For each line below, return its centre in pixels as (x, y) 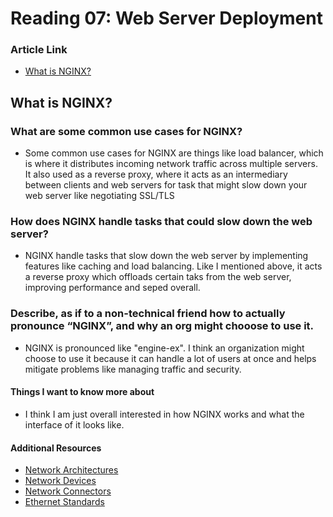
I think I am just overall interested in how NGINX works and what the (164, 414)
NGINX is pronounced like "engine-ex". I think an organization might (164, 348)
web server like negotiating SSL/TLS (99, 196)
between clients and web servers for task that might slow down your (166, 185)
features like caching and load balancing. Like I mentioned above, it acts (173, 266)
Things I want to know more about (82, 392)
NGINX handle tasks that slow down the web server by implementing (166, 256)
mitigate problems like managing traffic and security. (133, 369)
